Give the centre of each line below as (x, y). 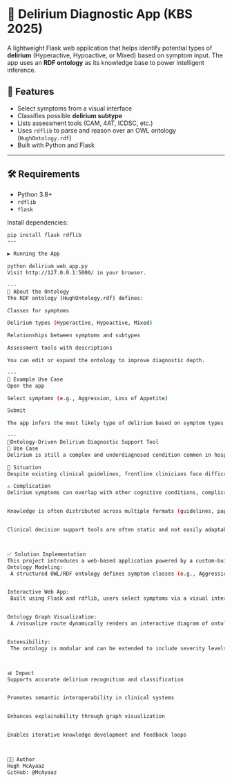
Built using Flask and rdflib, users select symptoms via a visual (109, 598)
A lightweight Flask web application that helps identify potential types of (110, 48)
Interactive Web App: (38, 592)
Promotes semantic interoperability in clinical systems (91, 698)
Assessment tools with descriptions (60, 348)
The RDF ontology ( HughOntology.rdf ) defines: (75, 298)
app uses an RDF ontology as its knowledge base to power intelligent (106, 62)
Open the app (26, 386)
